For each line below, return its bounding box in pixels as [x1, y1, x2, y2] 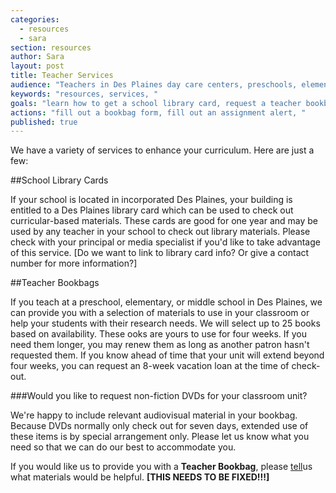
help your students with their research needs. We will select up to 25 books [10, 317, 321, 330]
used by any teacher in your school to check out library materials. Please [10, 226, 311, 238]
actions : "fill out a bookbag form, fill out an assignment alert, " [10, 107, 307, 118]
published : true [10, 117, 78, 127]
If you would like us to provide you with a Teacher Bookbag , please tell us [10, 461, 313, 473]
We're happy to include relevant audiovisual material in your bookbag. [10, 409, 298, 421]
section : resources [10, 42, 92, 53]
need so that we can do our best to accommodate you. [10, 441, 237, 453]
